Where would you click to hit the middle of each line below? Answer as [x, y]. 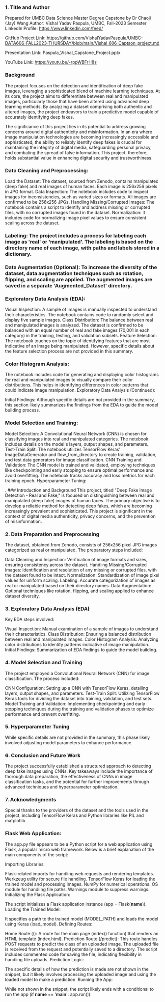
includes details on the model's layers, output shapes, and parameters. [77, 444]
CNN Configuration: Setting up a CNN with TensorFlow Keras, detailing [77, 688]
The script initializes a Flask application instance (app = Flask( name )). [76, 904]
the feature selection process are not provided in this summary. [69, 351]
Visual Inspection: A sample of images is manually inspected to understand [81, 310]
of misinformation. [24, 521]
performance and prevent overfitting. [42, 714]
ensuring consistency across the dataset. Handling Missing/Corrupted [76, 565]
